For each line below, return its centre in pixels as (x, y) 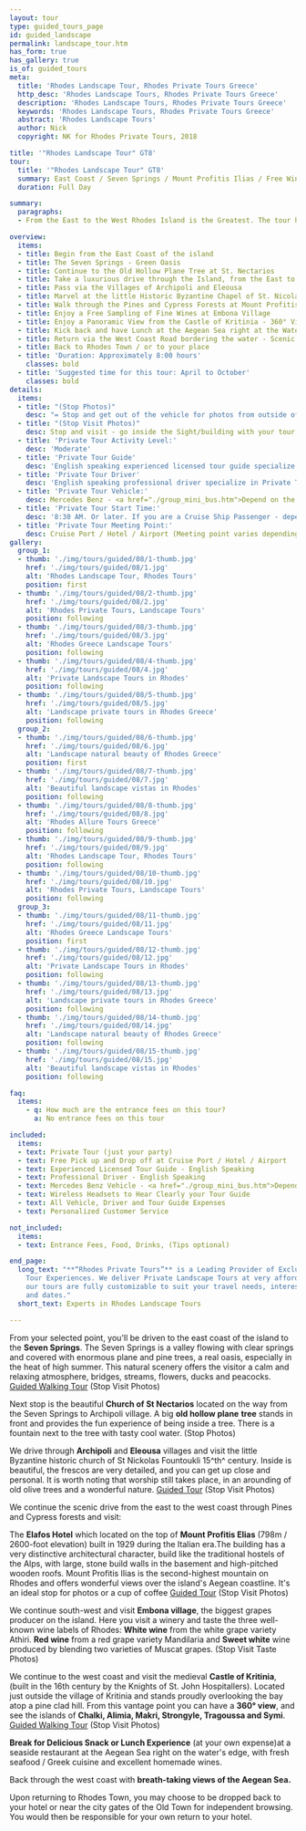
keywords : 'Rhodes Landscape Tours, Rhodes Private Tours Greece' (146, 111)
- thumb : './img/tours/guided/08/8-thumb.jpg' (107, 805)
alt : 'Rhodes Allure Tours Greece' (93, 822)
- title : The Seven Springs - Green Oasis (99, 262)
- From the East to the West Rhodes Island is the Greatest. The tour (154, 221)
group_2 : (34, 729)
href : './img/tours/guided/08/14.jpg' (99, 1026)
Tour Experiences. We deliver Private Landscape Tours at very (148, 1278)
